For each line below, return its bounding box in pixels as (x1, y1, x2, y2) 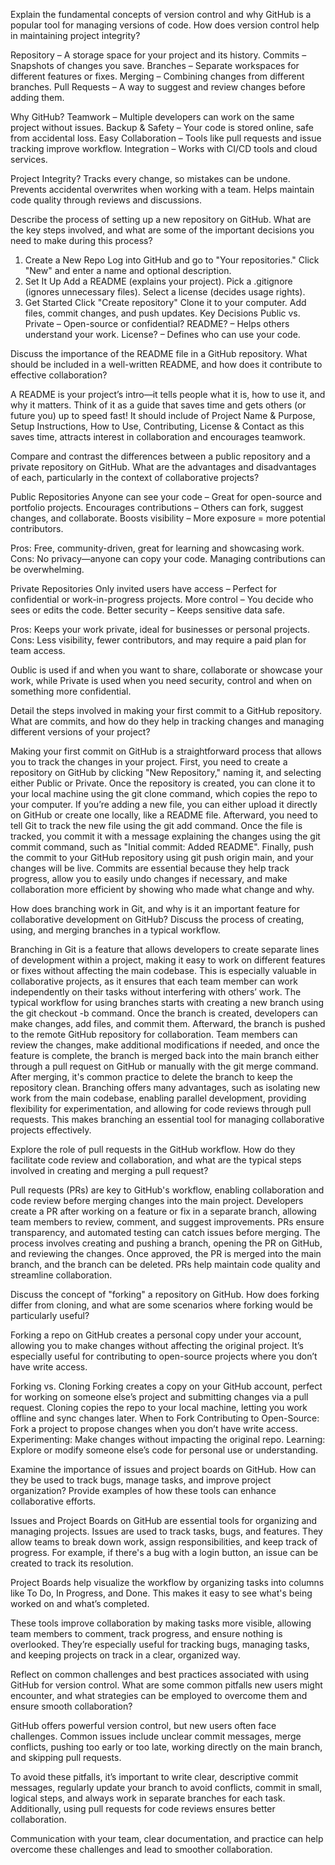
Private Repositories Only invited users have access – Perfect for (10, 583, 277, 594)
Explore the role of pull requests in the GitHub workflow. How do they (10, 1144, 296, 1155)
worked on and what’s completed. (10, 1598, 150, 1609)
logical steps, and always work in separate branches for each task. (10, 1792, 286, 1804)
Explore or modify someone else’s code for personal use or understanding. (10, 1444, 319, 1456)
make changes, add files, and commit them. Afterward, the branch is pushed (10, 1018, 326, 1029)
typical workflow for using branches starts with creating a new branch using (10, 997, 325, 1008)
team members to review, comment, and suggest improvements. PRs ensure (10, 1216, 325, 1228)
